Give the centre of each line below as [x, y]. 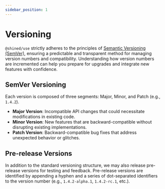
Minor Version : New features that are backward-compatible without [82, 122]
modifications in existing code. [44, 117]
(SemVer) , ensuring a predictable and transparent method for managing [79, 53]
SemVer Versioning [36, 85]
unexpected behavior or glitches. [46, 138]
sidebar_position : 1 [27, 10]
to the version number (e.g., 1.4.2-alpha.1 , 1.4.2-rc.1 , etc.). [68, 181]
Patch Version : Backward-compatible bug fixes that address [74, 132]
